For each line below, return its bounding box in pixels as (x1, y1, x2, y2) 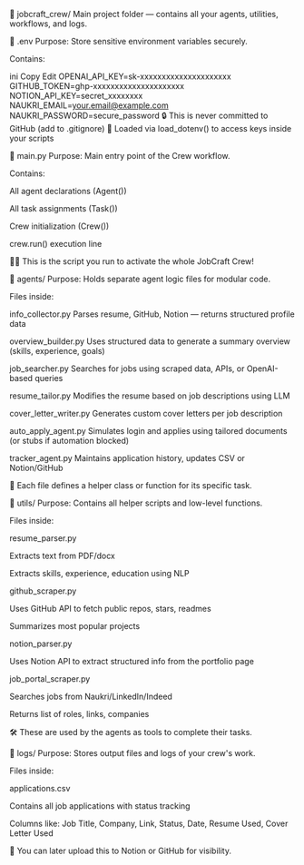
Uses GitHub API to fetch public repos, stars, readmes (9, 604, 211, 614)
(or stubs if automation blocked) (9, 436, 130, 446)
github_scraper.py (9, 585, 77, 596)
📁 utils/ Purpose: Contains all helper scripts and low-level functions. (9, 497, 263, 508)
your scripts (9, 133, 54, 143)
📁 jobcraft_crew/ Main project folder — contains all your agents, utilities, (9, 9, 279, 19)
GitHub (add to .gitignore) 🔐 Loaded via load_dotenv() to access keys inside (9, 123, 292, 133)
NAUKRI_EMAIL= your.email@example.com (9, 100, 170, 111)
